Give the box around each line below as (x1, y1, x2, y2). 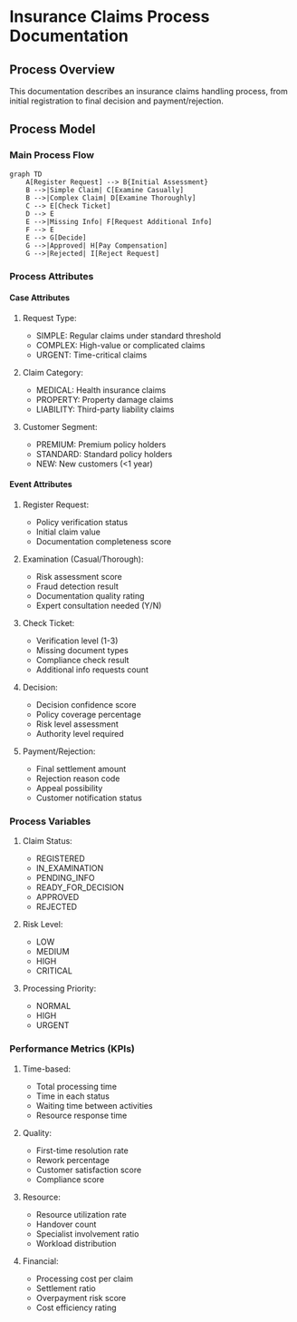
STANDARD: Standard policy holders (35, 448, 173, 459)
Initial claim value (35, 526, 101, 537)
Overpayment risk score (35, 1292, 127, 1303)
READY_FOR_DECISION (35, 882, 125, 893)
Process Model (9, 122, 96, 137)
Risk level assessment (35, 719, 120, 730)
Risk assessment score (35, 572, 122, 583)
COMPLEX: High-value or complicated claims (35, 339, 206, 350)
